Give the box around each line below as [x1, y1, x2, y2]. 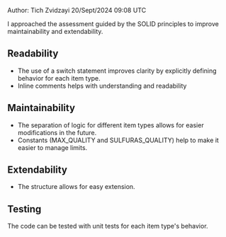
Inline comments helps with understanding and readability [17, 81, 187, 90]
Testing [7, 203, 42, 215]
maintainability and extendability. [7, 28, 103, 35]
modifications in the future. [17, 128, 97, 137]
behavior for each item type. [17, 74, 101, 82]
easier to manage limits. [17, 143, 88, 151]
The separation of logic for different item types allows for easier [17, 120, 204, 129]
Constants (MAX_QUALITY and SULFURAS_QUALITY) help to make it [17, 136, 220, 144]
